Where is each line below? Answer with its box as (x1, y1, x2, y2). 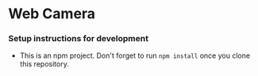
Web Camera (8, 5, 96, 23)
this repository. (19, 59, 69, 69)
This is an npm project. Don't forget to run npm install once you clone (19, 51, 251, 60)
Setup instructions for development (8, 33, 149, 44)
